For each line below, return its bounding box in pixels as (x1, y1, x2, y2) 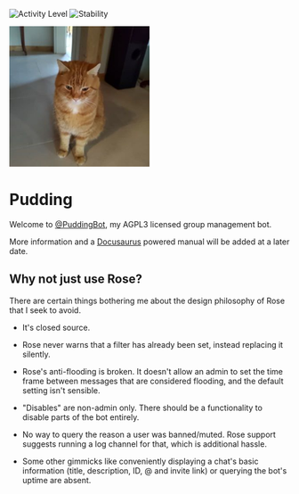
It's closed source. (21, 322, 91, 333)
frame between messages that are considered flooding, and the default (21, 375, 284, 386)
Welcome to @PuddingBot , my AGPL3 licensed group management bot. (9, 218, 272, 229)
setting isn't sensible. (21, 384, 101, 396)
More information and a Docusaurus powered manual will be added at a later (9, 236, 290, 247)
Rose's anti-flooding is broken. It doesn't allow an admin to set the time (21, 366, 283, 376)
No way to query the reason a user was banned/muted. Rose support (21, 429, 276, 440)
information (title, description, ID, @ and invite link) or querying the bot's (21, 465, 287, 476)
